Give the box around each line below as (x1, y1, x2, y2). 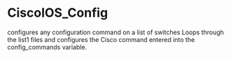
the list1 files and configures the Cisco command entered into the (7, 35, 195, 43)
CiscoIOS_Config (7, 5, 108, 21)
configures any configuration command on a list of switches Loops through (7, 28, 224, 36)
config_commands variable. (7, 43, 87, 51)
